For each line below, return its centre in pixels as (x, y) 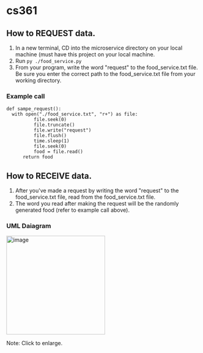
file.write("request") (62, 130)
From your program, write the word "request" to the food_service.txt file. (106, 67)
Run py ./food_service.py (48, 61)
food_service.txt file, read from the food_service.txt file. (85, 197)
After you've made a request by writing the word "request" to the (97, 191)
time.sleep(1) (51, 141)
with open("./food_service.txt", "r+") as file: (75, 114)
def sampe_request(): (34, 109)
